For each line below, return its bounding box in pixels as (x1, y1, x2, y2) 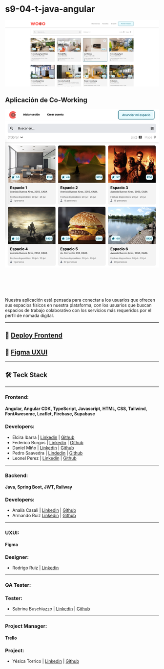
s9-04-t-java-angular (5, 3, 95, 15)
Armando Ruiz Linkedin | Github (12, 513, 77, 519)
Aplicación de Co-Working (5, 96, 88, 104)
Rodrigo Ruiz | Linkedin (12, 565, 59, 571)
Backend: (5, 472, 28, 478)
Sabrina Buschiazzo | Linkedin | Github (12, 606, 90, 612)
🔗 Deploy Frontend (5, 332, 62, 340)
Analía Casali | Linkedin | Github (12, 507, 77, 513)
